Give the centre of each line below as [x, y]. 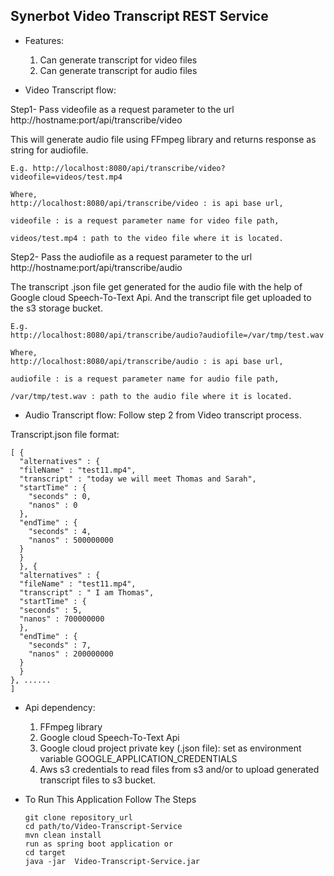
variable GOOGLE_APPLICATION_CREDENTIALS [138, 758]
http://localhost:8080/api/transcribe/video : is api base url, [147, 203]
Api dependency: [60, 707]
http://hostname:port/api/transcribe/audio [96, 267]
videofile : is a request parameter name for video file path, [145, 220]
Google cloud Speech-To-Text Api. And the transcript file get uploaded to [161, 297]
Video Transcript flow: [70, 90]
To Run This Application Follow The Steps [110, 799]
